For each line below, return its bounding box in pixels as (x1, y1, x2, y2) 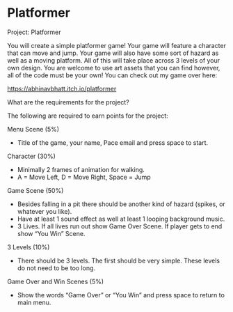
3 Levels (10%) (7, 242, 50, 251)
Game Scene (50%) (7, 186, 64, 194)
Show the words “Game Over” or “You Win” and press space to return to (17, 290, 225, 299)
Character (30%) (7, 152, 56, 160)
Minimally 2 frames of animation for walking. (17, 165, 145, 173)
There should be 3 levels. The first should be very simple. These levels (17, 256, 220, 265)
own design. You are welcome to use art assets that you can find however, (7, 63, 220, 72)
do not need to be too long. (17, 263, 96, 272)
